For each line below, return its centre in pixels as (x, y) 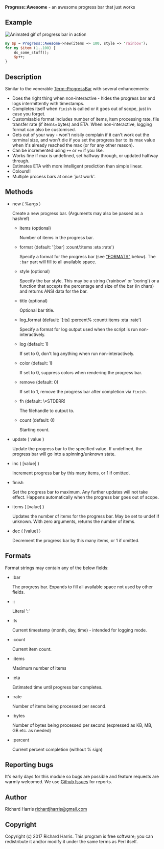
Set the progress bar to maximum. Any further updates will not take (80, 492)
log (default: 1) (34, 344)
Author (16, 797)
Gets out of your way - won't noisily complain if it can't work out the (81, 135)
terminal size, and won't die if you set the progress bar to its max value (83, 140)
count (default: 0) (37, 420)
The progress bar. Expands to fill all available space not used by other (82, 587)
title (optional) (34, 301)
